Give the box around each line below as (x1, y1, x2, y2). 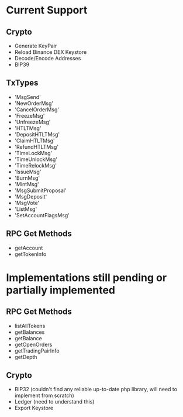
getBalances (14, 329, 45, 336)
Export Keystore (14, 405, 54, 412)
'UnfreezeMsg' (14, 118, 51, 125)
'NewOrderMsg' (14, 100, 54, 107)
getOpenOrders (14, 341, 53, 348)
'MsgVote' (14, 199, 40, 206)
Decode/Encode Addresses (14, 55, 81, 61)
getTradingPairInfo (14, 347, 60, 354)
